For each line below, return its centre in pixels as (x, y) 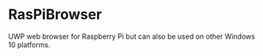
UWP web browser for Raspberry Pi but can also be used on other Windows (131, 36)
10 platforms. (29, 44)
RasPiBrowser (55, 15)
